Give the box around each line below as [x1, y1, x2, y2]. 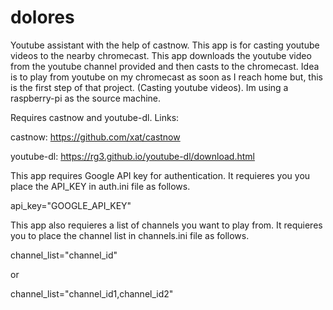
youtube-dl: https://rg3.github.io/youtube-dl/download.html [10, 150, 255, 162]
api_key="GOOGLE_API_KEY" [10, 199, 132, 211]
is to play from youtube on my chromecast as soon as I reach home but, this [10, 71, 323, 83]
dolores [10, 6, 75, 29]
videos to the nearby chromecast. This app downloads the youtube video [10, 49, 312, 61]
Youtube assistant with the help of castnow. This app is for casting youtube [10, 39, 320, 51]
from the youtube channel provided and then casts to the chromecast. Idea [10, 60, 320, 72]
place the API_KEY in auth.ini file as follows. [10, 180, 191, 192]
